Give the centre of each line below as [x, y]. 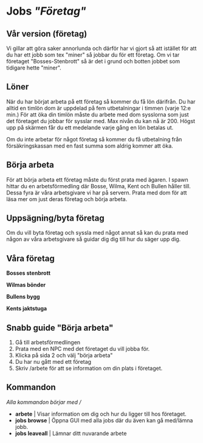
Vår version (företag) [47, 34]
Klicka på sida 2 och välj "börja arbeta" [64, 355]
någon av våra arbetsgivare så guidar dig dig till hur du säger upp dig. [94, 239]
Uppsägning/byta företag [55, 218]
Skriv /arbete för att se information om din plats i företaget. [89, 368]
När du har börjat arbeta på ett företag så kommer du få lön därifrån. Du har [101, 101]
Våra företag [30, 258]
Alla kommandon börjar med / [44, 402]
